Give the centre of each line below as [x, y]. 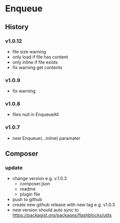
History [17, 27]
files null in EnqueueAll [35, 115]
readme [28, 189]
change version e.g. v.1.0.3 [39, 178]
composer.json [35, 184]
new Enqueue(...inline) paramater [46, 138]
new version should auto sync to [46, 210]
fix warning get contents [37, 67]
